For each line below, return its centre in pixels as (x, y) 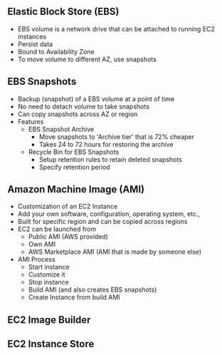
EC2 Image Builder (49, 320)
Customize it (47, 274)
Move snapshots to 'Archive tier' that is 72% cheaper (116, 137)
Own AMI (42, 245)
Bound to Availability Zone (56, 51)
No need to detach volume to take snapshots (83, 106)
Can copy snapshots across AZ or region (78, 114)
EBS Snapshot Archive (61, 129)
